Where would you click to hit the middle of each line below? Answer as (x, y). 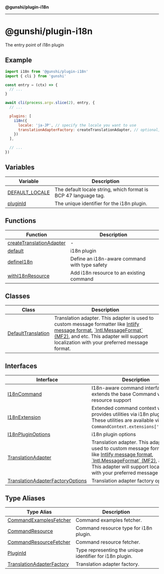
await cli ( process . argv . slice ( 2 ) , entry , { (50, 103)
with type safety (89, 265)
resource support (112, 400)
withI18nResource (29, 276)
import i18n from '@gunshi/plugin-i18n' (47, 71)
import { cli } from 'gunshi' (36, 76)
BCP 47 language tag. (80, 195)
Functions (21, 221)
